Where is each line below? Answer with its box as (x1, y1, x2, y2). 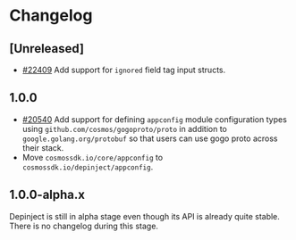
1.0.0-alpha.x (9, 187, 85, 203)
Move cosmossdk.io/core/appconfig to (21, 152, 164, 162)
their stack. (21, 142, 64, 153)
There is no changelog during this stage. (9, 220, 159, 231)
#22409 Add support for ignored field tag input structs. (21, 64, 226, 75)
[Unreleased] (9, 41, 85, 56)
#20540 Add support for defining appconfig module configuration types (21, 113, 288, 125)
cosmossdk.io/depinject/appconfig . (21, 161, 154, 172)
